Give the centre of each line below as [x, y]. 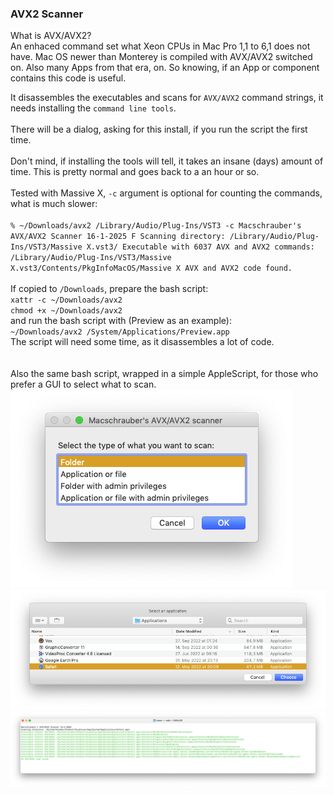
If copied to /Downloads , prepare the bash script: [109, 289]
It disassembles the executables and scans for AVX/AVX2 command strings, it [167, 98]
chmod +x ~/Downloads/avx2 [66, 311]
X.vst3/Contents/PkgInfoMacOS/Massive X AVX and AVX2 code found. [151, 268]
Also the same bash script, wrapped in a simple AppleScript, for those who [164, 374]
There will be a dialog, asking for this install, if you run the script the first [159, 129]
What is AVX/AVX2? [51, 36]
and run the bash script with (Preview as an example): [121, 321]
